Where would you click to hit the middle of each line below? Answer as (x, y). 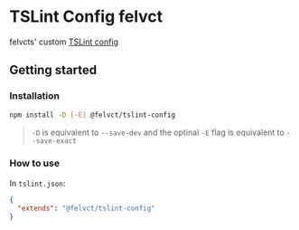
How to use (35, 163)
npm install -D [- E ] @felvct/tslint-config (93, 115)
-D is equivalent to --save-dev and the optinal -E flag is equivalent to (158, 132)
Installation (35, 96)
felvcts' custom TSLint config (64, 42)
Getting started (53, 70)
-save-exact (54, 141)
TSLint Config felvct (86, 17)
